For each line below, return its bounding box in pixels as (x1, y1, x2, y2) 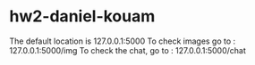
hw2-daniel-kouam (9, 6, 156, 27)
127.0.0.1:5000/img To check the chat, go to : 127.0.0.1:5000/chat (9, 45, 246, 55)
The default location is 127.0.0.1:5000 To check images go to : (9, 36, 236, 46)
